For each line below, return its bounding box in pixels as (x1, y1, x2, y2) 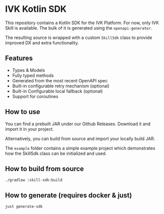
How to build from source (5, 164, 84, 173)
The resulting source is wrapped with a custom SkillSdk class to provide (5, 35, 152, 40)
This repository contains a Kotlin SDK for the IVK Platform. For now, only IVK (5, 20, 159, 26)
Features (5, 54, 33, 63)
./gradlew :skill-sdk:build (5, 178, 63, 183)
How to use (5, 107, 40, 116)
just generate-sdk (5, 204, 43, 209)
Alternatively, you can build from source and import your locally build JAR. (5, 136, 156, 142)
